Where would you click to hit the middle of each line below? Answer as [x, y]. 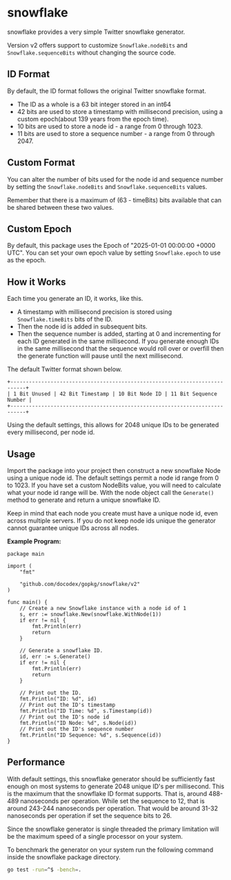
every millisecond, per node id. [51, 432]
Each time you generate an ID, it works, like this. [75, 299]
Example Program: [34, 541]
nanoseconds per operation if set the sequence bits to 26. [90, 815]
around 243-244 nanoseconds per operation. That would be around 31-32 [113, 808]
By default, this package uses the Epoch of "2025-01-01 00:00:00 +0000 [111, 246]
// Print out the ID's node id [64, 717]
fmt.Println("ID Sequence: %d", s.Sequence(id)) [91, 735]
